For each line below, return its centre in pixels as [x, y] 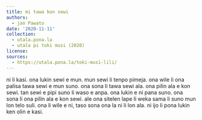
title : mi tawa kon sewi [37, 12]
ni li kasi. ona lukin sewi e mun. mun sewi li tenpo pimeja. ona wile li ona [95, 80]
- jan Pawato [28, 23]
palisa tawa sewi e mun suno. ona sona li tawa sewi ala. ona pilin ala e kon [99, 86]
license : [17, 51]
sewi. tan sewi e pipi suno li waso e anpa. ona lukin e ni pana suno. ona [95, 92]
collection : [21, 34]
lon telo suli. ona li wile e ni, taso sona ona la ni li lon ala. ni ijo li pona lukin [98, 105]
